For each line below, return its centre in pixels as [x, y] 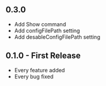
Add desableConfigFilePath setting [57, 37]
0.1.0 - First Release [43, 56]
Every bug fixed [34, 76]
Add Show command [40, 24]
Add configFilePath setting [47, 30]
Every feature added [40, 70]
